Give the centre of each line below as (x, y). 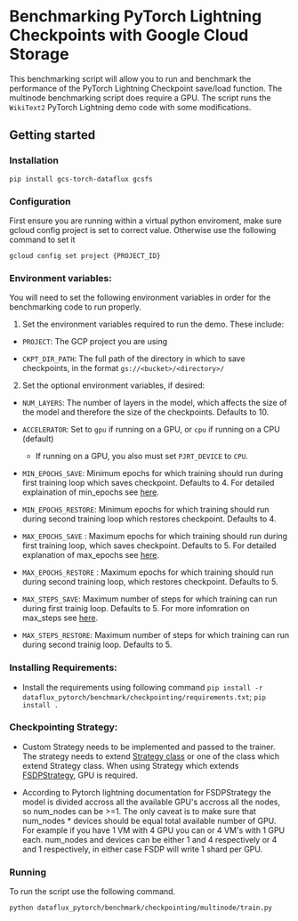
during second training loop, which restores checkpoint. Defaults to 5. (150, 582)
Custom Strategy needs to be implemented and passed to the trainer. (149, 747)
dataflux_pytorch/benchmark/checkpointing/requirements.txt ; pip (144, 697)
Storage (39, 54)
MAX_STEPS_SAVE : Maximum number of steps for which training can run (149, 599)
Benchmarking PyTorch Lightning (136, 16)
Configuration (40, 201)
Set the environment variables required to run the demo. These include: (153, 324)
